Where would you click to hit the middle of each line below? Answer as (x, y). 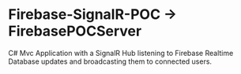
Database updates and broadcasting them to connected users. (110, 61)
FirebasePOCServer (75, 31)
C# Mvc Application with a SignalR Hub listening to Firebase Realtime (121, 53)
